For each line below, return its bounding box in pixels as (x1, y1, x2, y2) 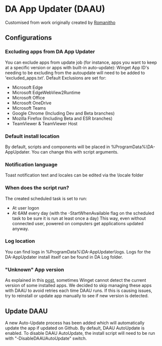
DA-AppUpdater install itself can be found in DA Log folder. (5, 254, 123, 260)
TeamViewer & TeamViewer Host (12, 120, 78, 126)
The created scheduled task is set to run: (5, 195, 88, 201)
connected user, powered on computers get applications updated (12, 220, 144, 226)
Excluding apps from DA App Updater (5, 48, 95, 55)
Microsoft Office (12, 95, 45, 100)
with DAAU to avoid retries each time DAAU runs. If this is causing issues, (5, 288, 152, 293)
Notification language (5, 161, 58, 168)
